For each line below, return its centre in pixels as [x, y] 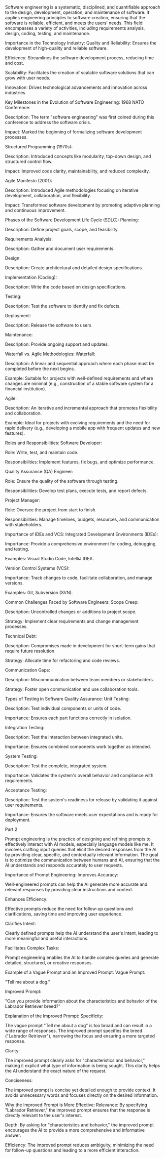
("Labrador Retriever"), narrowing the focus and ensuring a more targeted [80, 1036]
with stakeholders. [24, 525]
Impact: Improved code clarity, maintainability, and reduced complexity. [78, 171]
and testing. [17, 549]
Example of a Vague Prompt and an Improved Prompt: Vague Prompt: [75, 972]
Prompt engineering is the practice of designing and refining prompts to [78, 839]
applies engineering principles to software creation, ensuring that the [75, 18]
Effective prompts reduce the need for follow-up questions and [69, 909]
